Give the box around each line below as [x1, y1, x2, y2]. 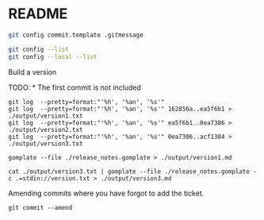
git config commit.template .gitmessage [8, 31, 144, 39]
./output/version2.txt [8, 125, 83, 133]
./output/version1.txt [8, 112, 83, 120]
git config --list [8, 45, 69, 53]
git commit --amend [8, 203, 73, 211]
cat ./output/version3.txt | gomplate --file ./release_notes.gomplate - [8, 168, 258, 176]
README [8, 5, 68, 23]
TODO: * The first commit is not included [8, 83, 141, 92]
